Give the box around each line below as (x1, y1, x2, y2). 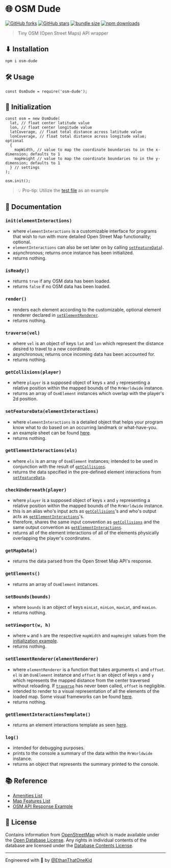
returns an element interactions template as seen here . (12, 721, 128, 728)
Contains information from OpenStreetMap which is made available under (5, 831, 159, 837)
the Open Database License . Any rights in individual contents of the (5, 837, 147, 843)
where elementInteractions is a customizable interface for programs (12, 228, 157, 234)
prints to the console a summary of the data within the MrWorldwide (12, 750, 153, 757)
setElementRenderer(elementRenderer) (5, 656, 99, 662)
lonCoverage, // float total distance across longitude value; (10, 134, 147, 139)
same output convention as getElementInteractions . (12, 524, 123, 530)
